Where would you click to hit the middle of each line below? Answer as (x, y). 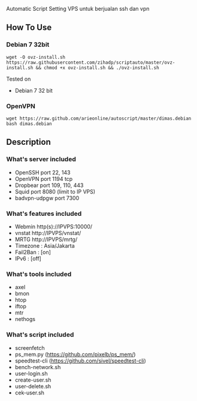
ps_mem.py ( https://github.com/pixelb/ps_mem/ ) (75, 354)
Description (28, 142)
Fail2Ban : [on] (33, 252)
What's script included (40, 335)
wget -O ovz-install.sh (36, 57)
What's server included (41, 159)
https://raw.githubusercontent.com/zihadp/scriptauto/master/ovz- (91, 63)
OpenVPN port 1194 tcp (44, 179)
